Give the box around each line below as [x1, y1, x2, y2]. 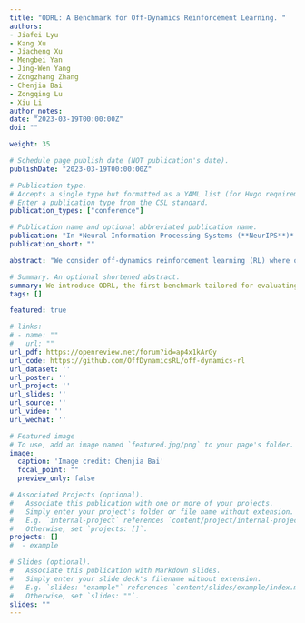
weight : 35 [9, 140, 51, 149]
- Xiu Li [9, 97, 43, 107]
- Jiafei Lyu [9, 30, 59, 39]
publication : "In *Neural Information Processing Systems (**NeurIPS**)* [9, 231, 295, 241]
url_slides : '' [9, 390, 67, 399]
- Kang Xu [9, 38, 47, 48]
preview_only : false [17, 474, 95, 483]
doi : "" [9, 124, 39, 133]
